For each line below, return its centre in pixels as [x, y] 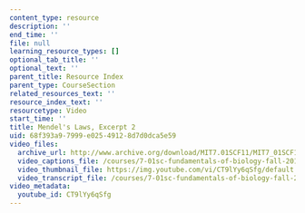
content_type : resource [54, 18]
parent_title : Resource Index [67, 77]
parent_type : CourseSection [63, 85]
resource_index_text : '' [56, 102]
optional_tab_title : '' [54, 60]
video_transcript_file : [62, 178]
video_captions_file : [59, 161]
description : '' [40, 26]
